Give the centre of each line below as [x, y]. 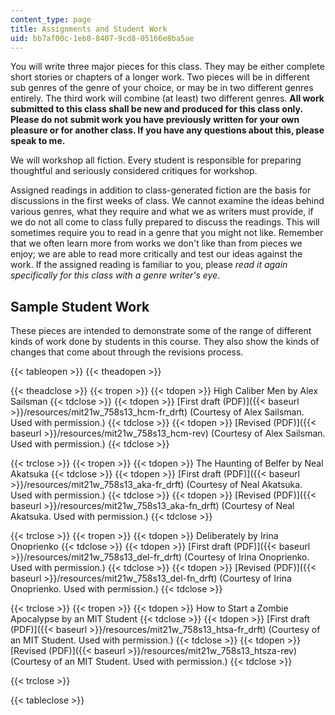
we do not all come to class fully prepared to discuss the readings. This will [165, 222]
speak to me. [38, 141]
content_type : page [51, 19]
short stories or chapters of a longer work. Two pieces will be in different [160, 77]
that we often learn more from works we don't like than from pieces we [156, 243]
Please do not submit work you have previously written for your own [155, 120]
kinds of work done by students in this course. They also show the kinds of [165, 342]
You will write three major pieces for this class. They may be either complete [167, 67]
